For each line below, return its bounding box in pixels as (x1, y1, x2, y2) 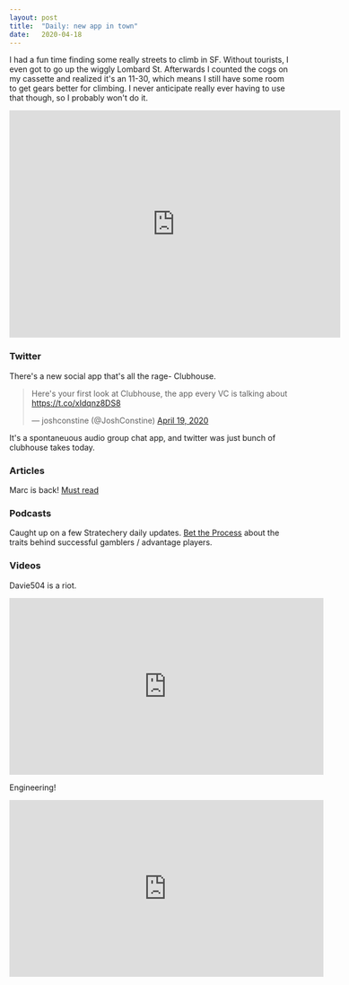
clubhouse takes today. (9, 442, 96, 453)
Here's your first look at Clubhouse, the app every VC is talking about (31, 388, 288, 399)
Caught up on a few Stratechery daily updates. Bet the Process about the (9, 527, 280, 539)
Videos (9, 559, 41, 572)
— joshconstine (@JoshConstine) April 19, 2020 (31, 415, 209, 426)
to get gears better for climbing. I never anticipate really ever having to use (9, 83, 285, 94)
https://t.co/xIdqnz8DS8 (31, 397, 121, 409)
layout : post (9, 13, 58, 22)
